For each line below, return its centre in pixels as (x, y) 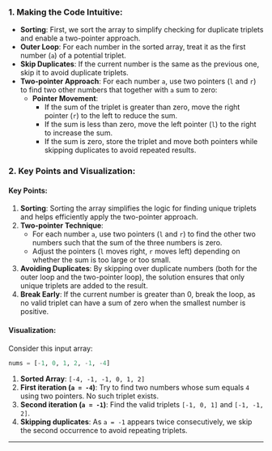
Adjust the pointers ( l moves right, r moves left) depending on (136, 251)
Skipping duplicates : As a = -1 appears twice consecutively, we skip (136, 421)
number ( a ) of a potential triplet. (73, 56)
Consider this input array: (51, 348)
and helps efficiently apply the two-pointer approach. (109, 217)
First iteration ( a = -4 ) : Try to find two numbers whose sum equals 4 (134, 387)
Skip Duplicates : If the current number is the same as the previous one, (140, 64)
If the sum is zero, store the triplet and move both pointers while (151, 142)
